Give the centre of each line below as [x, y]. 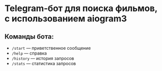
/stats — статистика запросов [44, 64]
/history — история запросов [43, 58]
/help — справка [29, 53]
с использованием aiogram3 [66, 19]
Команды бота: [29, 36]
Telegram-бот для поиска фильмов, [81, 8]
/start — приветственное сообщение [51, 48]
